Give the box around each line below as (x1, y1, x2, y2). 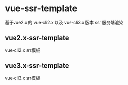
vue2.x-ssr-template (5, 34, 69, 42)
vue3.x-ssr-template (5, 61, 69, 70)
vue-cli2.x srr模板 (5, 47, 40, 53)
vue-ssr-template (5, 3, 78, 14)
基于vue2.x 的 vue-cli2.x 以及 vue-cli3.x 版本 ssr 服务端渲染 (5, 19, 124, 25)
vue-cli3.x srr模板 (5, 75, 40, 81)
